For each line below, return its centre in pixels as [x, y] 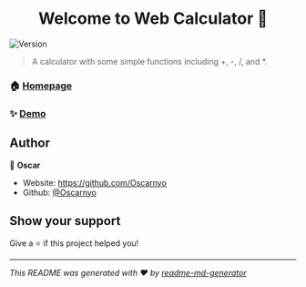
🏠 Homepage [41, 86]
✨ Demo [28, 113]
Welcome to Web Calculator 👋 [153, 19]
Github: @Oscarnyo [60, 192]
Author [30, 143]
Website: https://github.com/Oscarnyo [94, 182]
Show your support [65, 221]
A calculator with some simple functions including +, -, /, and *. [149, 61]
